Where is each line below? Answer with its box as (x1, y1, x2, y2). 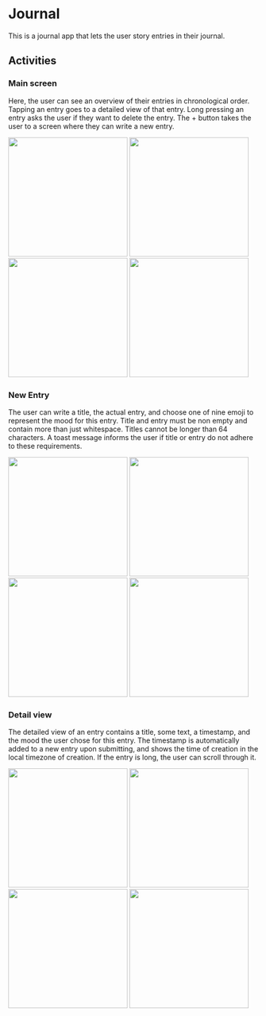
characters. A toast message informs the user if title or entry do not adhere (8, 432, 254, 442)
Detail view (8, 709, 52, 720)
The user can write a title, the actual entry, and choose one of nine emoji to (8, 407, 254, 417)
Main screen (8, 78, 57, 89)
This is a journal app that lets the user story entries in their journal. (8, 31, 226, 41)
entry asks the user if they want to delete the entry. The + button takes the (8, 113, 252, 122)
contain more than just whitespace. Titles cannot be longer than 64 (8, 424, 228, 434)
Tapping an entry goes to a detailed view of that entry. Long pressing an (8, 104, 245, 114)
